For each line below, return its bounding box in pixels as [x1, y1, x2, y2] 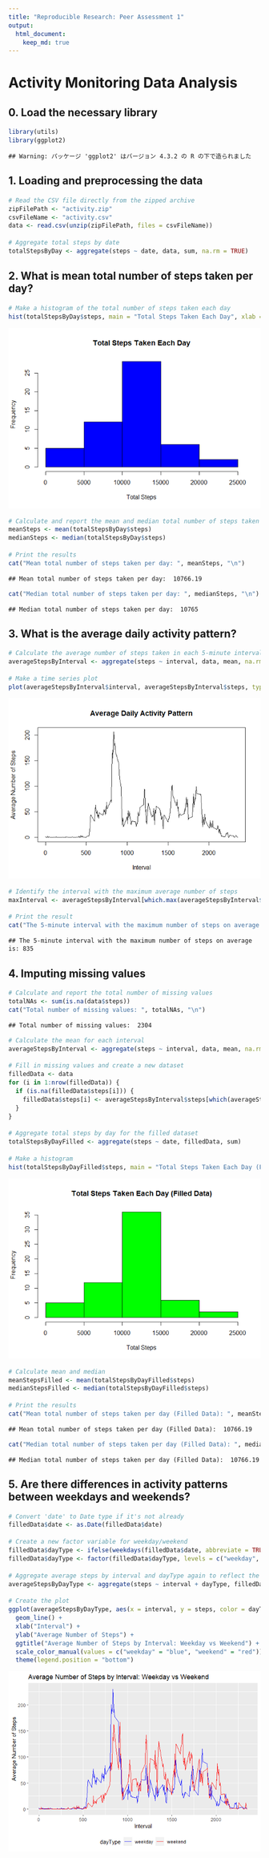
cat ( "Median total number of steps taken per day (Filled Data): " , [8, 1440, 242, 1448]
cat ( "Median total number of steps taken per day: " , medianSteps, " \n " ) [8, 589, 260, 597]
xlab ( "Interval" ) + [15, 1622, 81, 1630]
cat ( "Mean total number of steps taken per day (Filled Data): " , [8, 1410, 235, 1418]
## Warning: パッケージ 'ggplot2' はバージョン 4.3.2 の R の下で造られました [8, 152, 252, 160]
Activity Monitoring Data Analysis [8, 74, 238, 92]
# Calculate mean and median [8, 1367, 106, 1375]
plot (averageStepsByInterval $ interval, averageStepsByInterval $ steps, [8, 682, 249, 691]
